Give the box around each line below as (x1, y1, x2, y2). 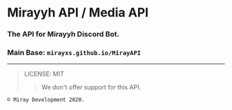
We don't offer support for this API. (41, 83, 142, 91)
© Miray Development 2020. (7, 96, 85, 104)
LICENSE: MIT (23, 70, 64, 78)
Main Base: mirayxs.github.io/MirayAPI (7, 48, 142, 58)
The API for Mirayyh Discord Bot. (7, 30, 119, 39)
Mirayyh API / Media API (7, 5, 149, 21)
